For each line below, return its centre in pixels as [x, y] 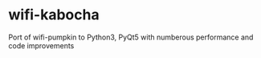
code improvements [41, 45]
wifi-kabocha [54, 15]
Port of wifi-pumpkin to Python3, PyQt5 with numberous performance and [131, 37]
